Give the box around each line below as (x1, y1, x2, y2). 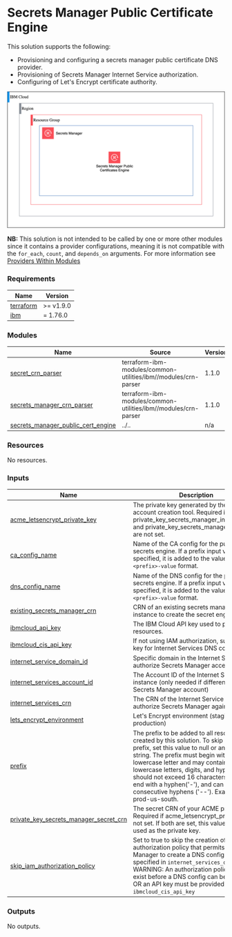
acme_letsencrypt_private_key (10, 515, 97, 524)
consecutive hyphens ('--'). (133, 787, 214, 796)
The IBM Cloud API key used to (133, 620, 221, 629)
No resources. (7, 456, 48, 464)
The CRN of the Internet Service (133, 695, 224, 703)
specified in (133, 858, 166, 867)
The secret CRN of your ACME (133, 804, 220, 812)
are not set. (133, 530, 166, 539)
